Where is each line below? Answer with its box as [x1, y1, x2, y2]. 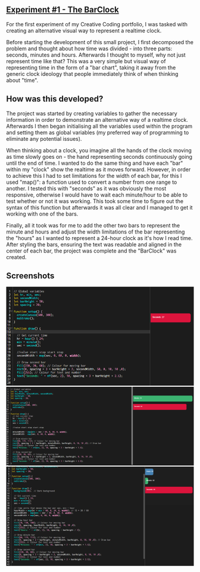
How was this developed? [6, 94, 104, 104]
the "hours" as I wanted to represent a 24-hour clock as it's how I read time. [6, 234, 193, 241]
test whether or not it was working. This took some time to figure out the [6, 197, 183, 205]
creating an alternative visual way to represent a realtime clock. [6, 27, 162, 34]
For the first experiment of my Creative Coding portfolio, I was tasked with [6, 20, 188, 27]
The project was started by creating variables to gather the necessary [6, 110, 177, 117]
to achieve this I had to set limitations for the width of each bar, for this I [6, 172, 182, 179]
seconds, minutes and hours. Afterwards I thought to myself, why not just [6, 51, 186, 59]
